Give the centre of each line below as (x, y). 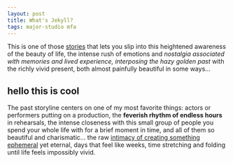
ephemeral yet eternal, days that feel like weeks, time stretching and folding (116, 145)
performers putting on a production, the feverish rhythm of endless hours (115, 115)
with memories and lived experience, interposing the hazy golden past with (116, 62)
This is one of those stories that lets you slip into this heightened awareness (116, 47)
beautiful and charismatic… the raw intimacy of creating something (104, 138)
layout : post (26, 14)
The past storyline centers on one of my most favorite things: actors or (109, 108)
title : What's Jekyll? (40, 20)
